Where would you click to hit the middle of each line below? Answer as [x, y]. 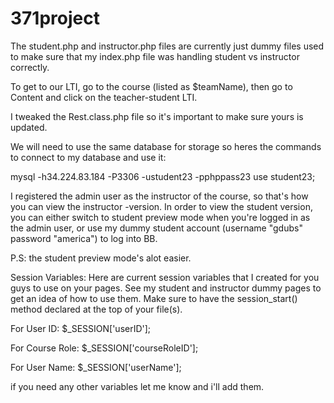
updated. [29, 127]
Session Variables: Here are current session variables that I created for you [165, 277]
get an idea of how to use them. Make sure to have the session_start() [154, 298]
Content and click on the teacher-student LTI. [104, 97]
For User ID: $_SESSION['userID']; [81, 328]
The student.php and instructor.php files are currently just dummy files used [167, 46]
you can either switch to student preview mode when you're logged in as [160, 217]
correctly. [30, 67]
